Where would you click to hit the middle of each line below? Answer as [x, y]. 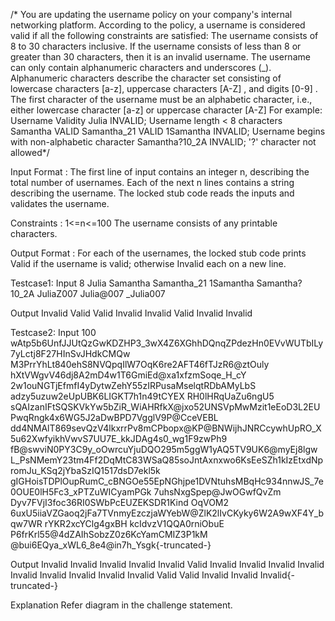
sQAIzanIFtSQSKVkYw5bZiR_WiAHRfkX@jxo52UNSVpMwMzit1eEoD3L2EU [165, 407]
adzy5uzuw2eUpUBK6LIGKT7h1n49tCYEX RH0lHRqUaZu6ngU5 [142, 396]
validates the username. [60, 203]
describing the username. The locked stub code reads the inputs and [152, 193]
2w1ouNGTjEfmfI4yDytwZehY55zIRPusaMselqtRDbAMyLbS [133, 385]
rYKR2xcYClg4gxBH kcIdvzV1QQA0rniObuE [134, 523]
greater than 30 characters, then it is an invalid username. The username [160, 57]
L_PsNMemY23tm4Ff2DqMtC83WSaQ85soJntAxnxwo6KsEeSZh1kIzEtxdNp [167, 460]
